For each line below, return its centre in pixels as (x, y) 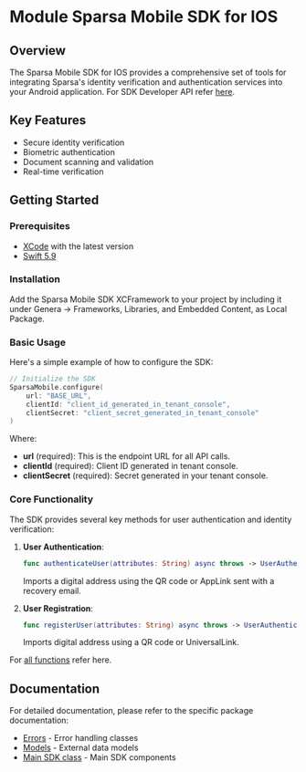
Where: (23, 439)
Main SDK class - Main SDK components (99, 757)
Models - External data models (80, 748)
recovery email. (52, 590)
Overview (38, 51)
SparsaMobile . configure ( (57, 387)
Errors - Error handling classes (80, 738)
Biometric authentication (69, 151)
